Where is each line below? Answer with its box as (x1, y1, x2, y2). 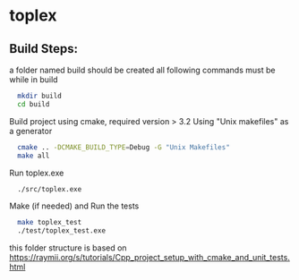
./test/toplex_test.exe (17, 226, 106, 235)
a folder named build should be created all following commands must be (9, 64, 276, 75)
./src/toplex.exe (17, 184, 82, 193)
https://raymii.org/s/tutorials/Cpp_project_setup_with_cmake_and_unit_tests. (9, 252, 291, 263)
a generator (9, 125, 53, 136)
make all (17, 151, 50, 160)
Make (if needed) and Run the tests (9, 200, 140, 211)
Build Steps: (9, 41, 79, 56)
